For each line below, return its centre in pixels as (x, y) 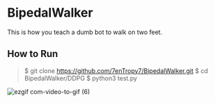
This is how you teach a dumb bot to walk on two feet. (85, 32)
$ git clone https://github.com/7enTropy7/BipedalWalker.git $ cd (116, 70)
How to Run (33, 54)
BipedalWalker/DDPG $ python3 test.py (81, 78)
